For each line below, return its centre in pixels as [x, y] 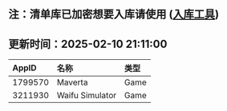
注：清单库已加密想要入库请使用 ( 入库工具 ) [113, 14]
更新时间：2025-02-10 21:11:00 [88, 44]
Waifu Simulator [87, 96]
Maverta [72, 82]
